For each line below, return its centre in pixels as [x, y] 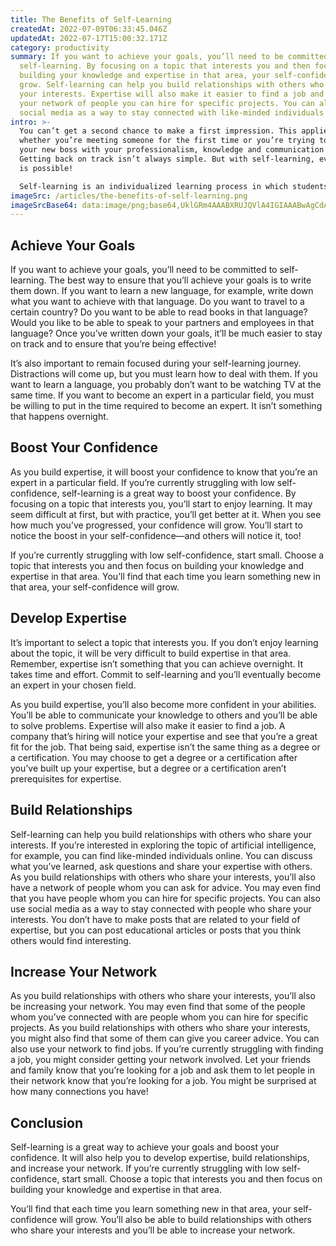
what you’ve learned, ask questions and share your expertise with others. [161, 866]
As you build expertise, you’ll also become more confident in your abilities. [163, 704]
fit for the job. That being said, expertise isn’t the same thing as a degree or [165, 747]
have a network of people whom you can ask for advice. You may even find [165, 887]
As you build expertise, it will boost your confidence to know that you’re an [164, 472]
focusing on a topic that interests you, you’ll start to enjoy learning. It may [161, 503]
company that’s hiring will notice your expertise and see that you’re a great [164, 736]
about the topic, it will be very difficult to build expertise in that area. [151, 653]
